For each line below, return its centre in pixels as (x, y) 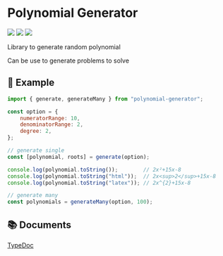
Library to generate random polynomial (64, 46)
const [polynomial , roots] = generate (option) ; (79, 157)
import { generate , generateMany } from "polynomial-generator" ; (105, 99)
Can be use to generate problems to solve (68, 60)
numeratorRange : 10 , (50, 118)
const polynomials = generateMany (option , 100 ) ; (80, 202)
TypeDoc (20, 245)
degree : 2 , (36, 132)
